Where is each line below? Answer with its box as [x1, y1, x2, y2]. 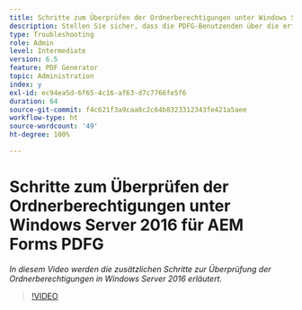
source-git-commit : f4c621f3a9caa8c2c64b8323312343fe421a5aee [9, 105, 247, 114]
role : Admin [9, 38, 54, 48]
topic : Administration [9, 72, 94, 81]
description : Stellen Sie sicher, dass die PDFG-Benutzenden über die [9, 22, 280, 31]
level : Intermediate [9, 47, 87, 56]
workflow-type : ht [9, 113, 78, 122]
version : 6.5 [9, 55, 58, 64]
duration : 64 [9, 96, 58, 106]
